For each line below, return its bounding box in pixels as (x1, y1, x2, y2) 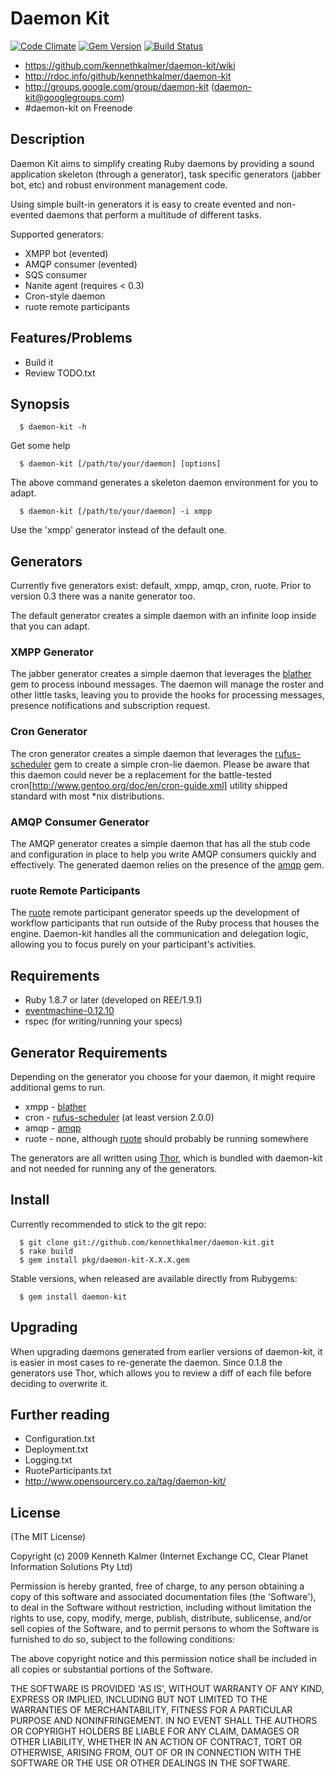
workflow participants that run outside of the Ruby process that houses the (10, 917, 320, 929)
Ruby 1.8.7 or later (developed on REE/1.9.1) (24, 994, 203, 1006)
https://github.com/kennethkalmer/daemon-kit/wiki (24, 59, 236, 71)
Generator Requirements (10, 1044, 168, 1061)
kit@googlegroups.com (24, 91, 122, 103)
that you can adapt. (10, 620, 91, 632)
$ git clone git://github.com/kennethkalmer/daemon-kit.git (19, 1237, 275, 1247)
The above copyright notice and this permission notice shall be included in (10, 1653, 317, 1665)
